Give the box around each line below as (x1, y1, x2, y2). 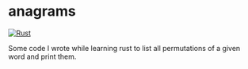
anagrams (8, 2, 77, 20)
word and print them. (8, 52, 77, 61)
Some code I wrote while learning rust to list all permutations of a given (8, 43, 241, 53)
